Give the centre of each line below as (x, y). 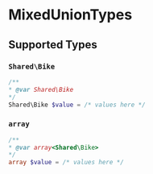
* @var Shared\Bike (41, 89)
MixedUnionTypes (70, 15)
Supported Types (53, 45)
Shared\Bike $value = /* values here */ (77, 105)
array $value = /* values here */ (66, 163)
